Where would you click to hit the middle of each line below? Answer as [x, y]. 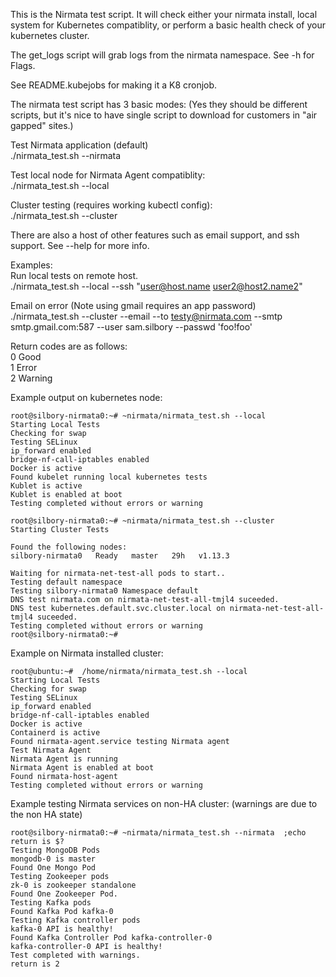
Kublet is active [46, 486]
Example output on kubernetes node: [86, 397]
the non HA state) [46, 814]
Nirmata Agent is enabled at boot [82, 768]
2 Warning [31, 378]
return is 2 [35, 964]
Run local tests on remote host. [74, 275]
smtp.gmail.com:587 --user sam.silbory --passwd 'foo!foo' [131, 327]
